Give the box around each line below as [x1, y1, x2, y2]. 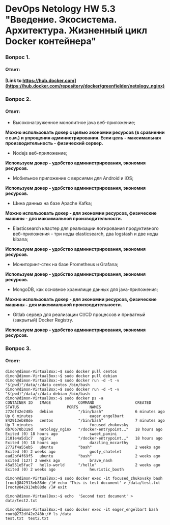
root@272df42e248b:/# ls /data [5, 511, 72, 516]
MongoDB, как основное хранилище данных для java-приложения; [12, 286, 158, 293]
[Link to [5, 77, 22, 84]
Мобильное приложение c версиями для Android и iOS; [12, 175, 134, 181]
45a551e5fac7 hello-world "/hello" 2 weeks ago [5, 462, 160, 468]
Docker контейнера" [5, 36, 97, 47]
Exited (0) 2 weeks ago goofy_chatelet [5, 449, 122, 454]
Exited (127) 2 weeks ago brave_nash [5, 458, 113, 463]
